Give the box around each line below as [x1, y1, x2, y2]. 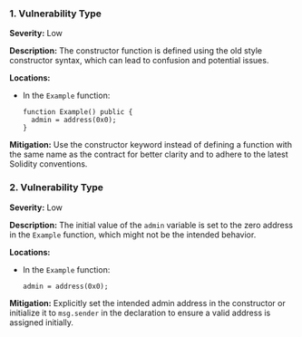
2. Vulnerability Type [9, 181, 104, 194]
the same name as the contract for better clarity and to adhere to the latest [9, 149, 288, 160]
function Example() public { [22, 108, 133, 117]
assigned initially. [9, 316, 74, 328]
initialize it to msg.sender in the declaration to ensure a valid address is [9, 307, 271, 318]
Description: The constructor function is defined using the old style [9, 45, 263, 56]
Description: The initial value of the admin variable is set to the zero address [9, 219, 293, 230]
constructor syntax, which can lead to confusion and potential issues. [9, 55, 269, 66]
